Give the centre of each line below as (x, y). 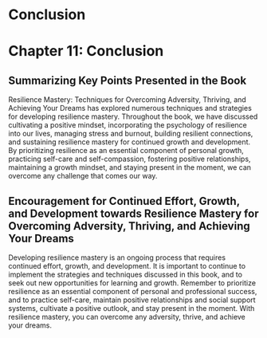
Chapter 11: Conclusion (86, 51)
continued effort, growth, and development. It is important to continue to (127, 266)
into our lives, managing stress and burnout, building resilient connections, (131, 134)
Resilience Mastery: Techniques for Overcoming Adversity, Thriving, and (128, 100)
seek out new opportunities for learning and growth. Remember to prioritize (132, 283)
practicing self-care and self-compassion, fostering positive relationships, (130, 159)
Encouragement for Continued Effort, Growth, (124, 201)
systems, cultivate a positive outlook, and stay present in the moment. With (132, 308)
